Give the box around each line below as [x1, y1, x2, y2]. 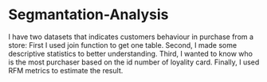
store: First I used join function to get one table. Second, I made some [8, 40, 238, 49]
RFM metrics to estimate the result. [8, 65, 124, 75]
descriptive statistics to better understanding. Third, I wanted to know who [8, 49, 253, 58]
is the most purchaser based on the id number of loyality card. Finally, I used [8, 57, 260, 67]
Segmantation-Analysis [8, 6, 169, 24]
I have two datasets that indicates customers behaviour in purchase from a [8, 32, 253, 41]
